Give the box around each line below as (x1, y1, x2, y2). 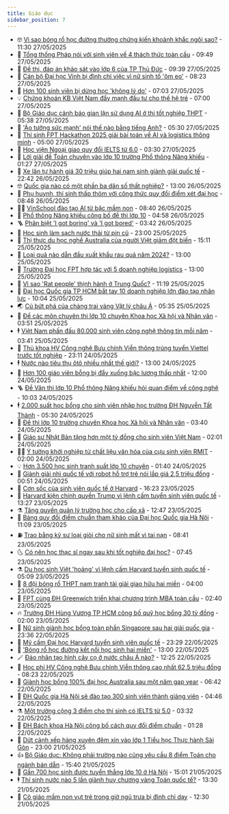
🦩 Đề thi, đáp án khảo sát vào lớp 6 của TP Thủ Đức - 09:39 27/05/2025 (16, 64, 221, 73)
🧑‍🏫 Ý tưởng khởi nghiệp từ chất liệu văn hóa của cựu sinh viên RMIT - (16, 447, 213, 455)
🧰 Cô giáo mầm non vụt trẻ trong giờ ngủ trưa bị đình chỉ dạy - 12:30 (16, 792, 210, 801)
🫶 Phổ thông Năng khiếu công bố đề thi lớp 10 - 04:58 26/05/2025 (16, 211, 204, 219)
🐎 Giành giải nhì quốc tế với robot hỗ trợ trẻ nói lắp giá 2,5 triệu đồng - (16, 470, 215, 478)
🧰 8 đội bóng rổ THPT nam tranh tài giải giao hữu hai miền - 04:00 (16, 579, 204, 587)
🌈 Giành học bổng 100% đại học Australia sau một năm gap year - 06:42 (16, 677, 221, 685)
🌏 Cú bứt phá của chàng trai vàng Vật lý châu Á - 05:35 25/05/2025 (16, 302, 211, 310)
